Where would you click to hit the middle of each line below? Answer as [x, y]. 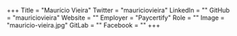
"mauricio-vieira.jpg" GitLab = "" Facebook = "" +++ [84, 25]
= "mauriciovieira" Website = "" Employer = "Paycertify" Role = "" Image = [116, 18]
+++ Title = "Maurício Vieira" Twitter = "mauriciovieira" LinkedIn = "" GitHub [118, 10]
